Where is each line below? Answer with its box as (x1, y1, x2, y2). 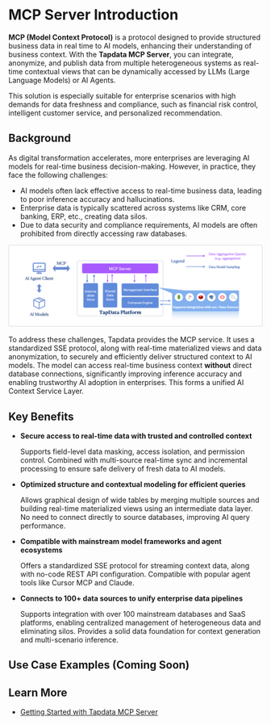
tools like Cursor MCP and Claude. (19, 577, 135, 587)
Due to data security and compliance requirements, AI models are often (19, 220, 258, 229)
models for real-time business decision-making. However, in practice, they (8, 161, 256, 171)
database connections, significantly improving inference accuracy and (8, 369, 242, 379)
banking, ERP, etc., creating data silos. (19, 212, 148, 221)
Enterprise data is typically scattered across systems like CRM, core (19, 203, 247, 212)
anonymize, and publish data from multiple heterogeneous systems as (8, 58, 242, 68)
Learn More (8, 685, 68, 699)
